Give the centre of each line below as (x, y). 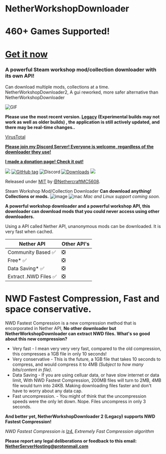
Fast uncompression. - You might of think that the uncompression (79, 396)
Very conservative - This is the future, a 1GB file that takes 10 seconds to (86, 359)
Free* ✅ (17, 260)
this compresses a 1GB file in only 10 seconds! (59, 353)
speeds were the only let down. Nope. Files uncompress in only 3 (79, 401)
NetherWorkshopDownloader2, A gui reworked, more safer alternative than (82, 92)
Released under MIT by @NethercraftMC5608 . (53, 181)
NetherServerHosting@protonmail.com (47, 446)
